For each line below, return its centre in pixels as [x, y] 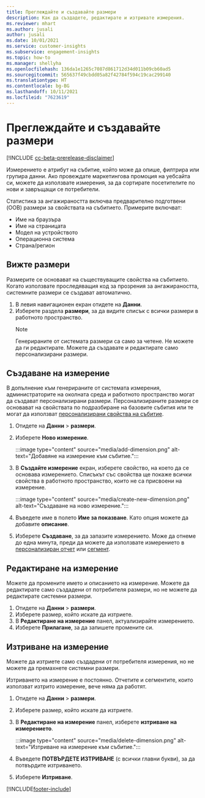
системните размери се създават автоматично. [69, 292]
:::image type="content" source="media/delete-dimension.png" [95, 740]
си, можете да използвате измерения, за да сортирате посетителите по [101, 183]
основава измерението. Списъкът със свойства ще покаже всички [103, 475]
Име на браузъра [38, 219]
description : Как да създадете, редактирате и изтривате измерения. [95, 18]
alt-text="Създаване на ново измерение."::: [72, 506]
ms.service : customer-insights [46, 47]
